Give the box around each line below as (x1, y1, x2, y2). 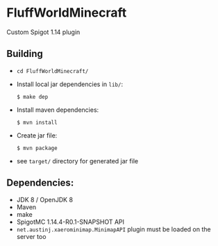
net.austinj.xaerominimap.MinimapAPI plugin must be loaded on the (16, 224, 211, 233)
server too (16, 232, 47, 240)
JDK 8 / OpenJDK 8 (16, 195, 74, 204)
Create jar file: (16, 131, 58, 140)
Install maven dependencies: (16, 106, 99, 114)
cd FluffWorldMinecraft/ (16, 67, 89, 74)
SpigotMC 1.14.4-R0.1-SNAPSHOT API (16, 218, 124, 226)
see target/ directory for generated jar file (16, 156, 139, 165)
